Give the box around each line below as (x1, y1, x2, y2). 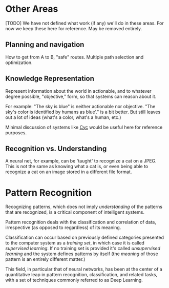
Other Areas (5, 3, 58, 15)
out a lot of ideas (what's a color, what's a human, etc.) (5, 114, 121, 120)
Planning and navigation (5, 40, 84, 49)
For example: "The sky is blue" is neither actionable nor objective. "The (5, 103, 156, 109)
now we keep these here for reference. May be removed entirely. (5, 25, 142, 31)
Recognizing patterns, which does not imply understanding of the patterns (5, 203, 163, 210)
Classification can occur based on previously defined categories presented (5, 234, 164, 241)
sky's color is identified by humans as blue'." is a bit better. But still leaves (5, 109, 161, 115)
